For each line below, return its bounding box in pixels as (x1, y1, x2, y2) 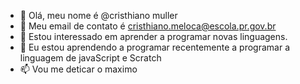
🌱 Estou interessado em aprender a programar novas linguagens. (19, 31, 288, 42)
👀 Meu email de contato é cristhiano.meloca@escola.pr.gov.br (19, 20, 277, 32)
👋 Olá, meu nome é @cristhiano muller (19, 10, 178, 21)
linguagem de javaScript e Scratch (19, 52, 162, 64)
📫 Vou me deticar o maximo (19, 63, 138, 75)
